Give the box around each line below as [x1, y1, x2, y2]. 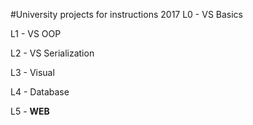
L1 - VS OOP [10, 28, 62, 39]
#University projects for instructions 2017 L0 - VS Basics [10, 9, 244, 20]
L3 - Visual [10, 67, 55, 78]
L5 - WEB [10, 105, 50, 117]
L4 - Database [10, 86, 70, 98]
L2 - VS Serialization [10, 47, 95, 59]
